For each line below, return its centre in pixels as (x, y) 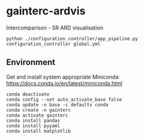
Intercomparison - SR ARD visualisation (55, 28)
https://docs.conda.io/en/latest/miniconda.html (64, 83)
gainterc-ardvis (46, 11)
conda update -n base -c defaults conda (58, 105)
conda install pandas (33, 120)
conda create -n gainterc (38, 110)
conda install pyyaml (33, 126)
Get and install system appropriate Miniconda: (63, 77)
